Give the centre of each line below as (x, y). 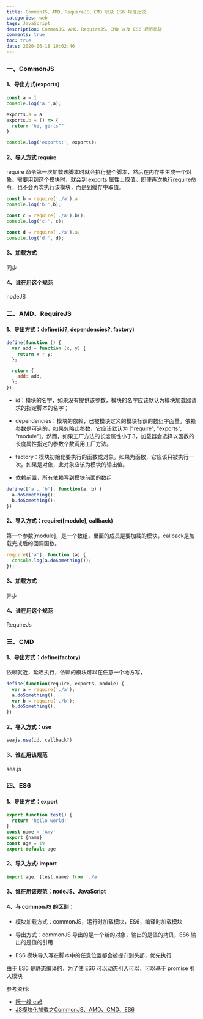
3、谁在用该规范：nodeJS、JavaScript (56, 892)
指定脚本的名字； (47, 408)
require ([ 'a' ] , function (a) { (46, 554)
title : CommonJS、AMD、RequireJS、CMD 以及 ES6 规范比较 (76, 12)
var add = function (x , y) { (49, 348)
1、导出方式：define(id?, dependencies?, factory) (70, 329)
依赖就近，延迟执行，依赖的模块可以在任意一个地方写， (76, 672)
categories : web (27, 18)
